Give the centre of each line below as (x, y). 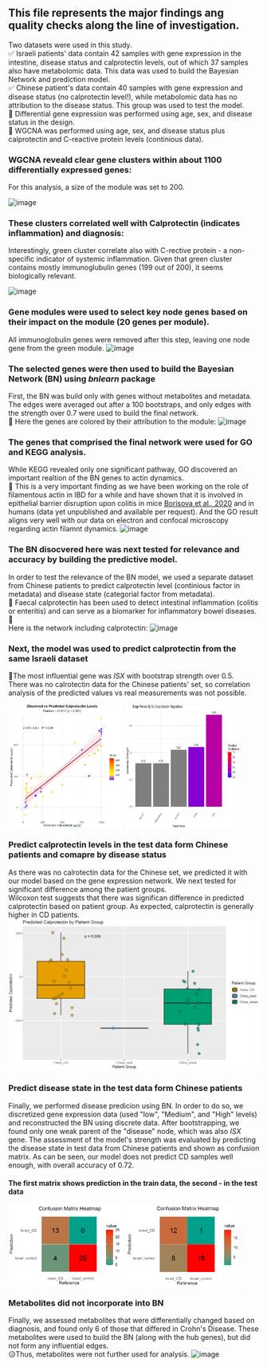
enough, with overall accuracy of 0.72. (71, 1165)
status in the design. (42, 122)
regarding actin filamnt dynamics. (63, 529)
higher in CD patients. (44, 915)
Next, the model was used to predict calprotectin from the (122, 648)
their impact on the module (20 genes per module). (109, 322)
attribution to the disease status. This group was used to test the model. (126, 105)
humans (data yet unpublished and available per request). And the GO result (133, 512)
